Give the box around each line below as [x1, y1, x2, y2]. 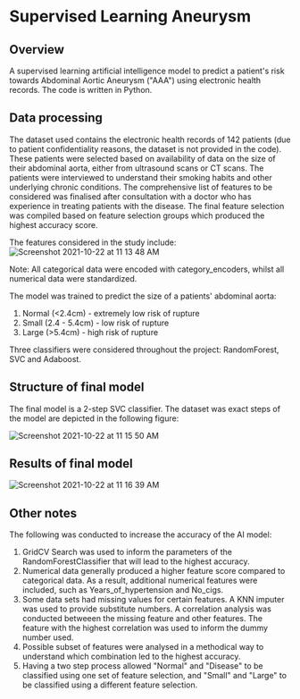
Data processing [9, 110, 103, 126]
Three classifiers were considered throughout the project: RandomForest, [9, 344, 279, 355]
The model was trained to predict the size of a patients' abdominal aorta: [9, 291, 277, 301]
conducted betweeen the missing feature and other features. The [21, 613, 263, 624]
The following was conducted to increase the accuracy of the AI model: [9, 529, 272, 540]
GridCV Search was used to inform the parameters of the [21, 547, 232, 558]
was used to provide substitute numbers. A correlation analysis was [21, 603, 272, 614]
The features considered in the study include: [9, 237, 177, 248]
